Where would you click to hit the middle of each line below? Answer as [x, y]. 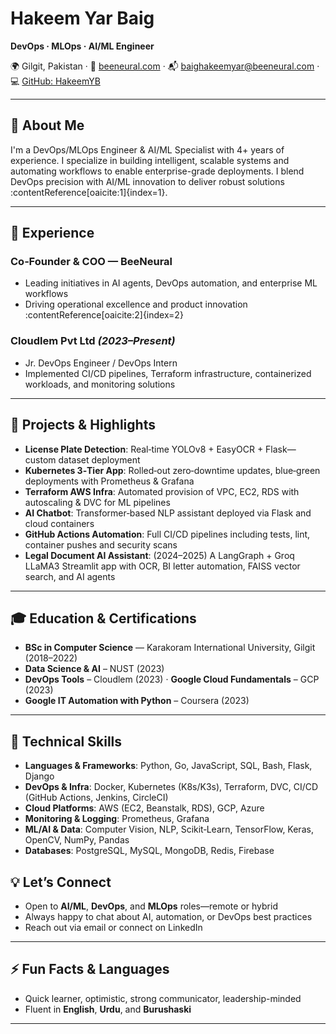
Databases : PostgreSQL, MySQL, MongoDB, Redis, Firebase [149, 851]
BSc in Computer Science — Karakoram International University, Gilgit [170, 648]
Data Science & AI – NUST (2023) [94, 669]
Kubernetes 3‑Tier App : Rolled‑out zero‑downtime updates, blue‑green [172, 470]
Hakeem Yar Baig [82, 18]
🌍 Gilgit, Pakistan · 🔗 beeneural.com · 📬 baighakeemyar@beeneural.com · [165, 66]
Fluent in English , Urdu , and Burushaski [108, 1009]
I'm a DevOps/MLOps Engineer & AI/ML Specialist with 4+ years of [147, 149]
